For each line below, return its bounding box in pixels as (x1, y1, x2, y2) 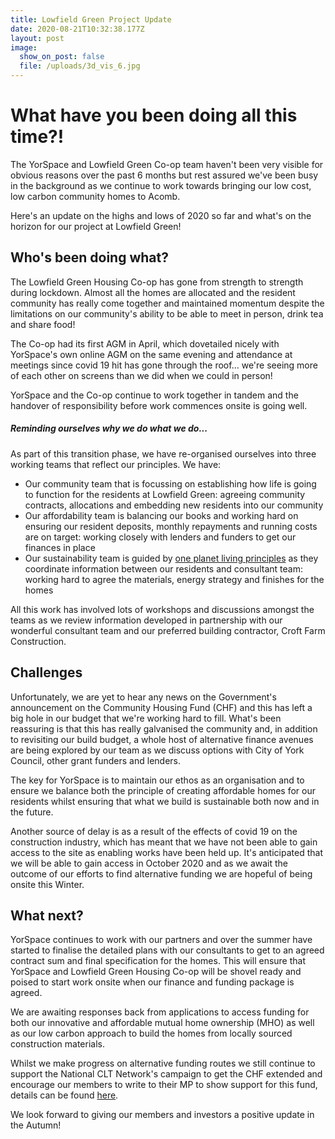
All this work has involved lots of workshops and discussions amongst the (10, 603, 315, 615)
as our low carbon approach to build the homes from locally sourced (10, 1027, 293, 1040)
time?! (10, 126, 65, 148)
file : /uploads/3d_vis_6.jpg (19, 61, 141, 71)
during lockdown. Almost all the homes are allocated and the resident (10, 286, 296, 298)
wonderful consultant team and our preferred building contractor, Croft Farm (10, 624, 326, 636)
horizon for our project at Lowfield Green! (10, 220, 182, 232)
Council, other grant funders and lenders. (10, 754, 182, 766)
